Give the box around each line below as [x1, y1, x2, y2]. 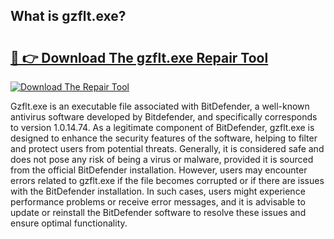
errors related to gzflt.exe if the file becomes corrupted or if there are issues [10, 175, 325, 186]
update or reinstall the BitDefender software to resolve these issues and [10, 207, 307, 218]
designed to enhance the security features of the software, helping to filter [10, 132, 318, 144]
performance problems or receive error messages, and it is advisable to [10, 196, 306, 208]
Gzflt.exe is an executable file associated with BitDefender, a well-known [10, 100, 310, 112]
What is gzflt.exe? [10, 8, 127, 25]
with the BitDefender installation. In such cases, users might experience [10, 185, 306, 197]
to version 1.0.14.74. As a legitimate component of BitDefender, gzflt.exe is [10, 122, 315, 133]
